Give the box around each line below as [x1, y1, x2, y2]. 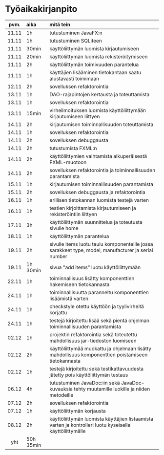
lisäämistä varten [49, 295, 89, 302]
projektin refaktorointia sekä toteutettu [49, 331, 138, 338]
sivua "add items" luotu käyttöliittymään [49, 264, 141, 271]
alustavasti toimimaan [49, 75, 100, 82]
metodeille [49, 391, 74, 398]
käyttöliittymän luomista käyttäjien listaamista [49, 415, 154, 422]
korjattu [49, 309, 67, 316]
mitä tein [49, 21, 71, 28]
